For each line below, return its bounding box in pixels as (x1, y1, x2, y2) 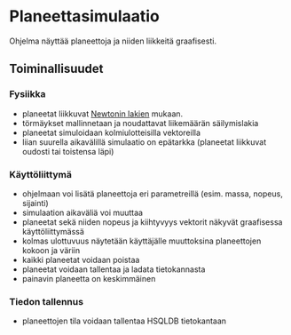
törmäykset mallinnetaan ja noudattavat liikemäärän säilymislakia (21, 117, 259, 128)
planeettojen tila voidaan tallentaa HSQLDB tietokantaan (21, 315, 227, 326)
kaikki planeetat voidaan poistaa (21, 254, 140, 265)
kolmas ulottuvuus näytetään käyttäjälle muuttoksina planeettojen (21, 235, 262, 246)
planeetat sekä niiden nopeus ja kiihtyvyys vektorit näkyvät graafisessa (21, 216, 283, 227)
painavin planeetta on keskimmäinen (21, 273, 156, 283)
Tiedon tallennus (9, 295, 84, 307)
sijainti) (21, 197, 49, 208)
